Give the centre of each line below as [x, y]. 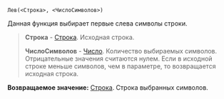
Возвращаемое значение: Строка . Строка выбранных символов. [108, 88]
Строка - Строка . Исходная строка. [80, 37]
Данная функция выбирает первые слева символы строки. [97, 24]
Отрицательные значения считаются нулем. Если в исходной [118, 58]
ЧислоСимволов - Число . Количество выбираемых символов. [121, 51]
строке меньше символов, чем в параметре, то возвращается [120, 66]
